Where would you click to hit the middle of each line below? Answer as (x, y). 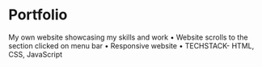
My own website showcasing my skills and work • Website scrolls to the (128, 37)
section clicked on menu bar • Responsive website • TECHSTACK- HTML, (131, 45)
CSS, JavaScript (36, 54)
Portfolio (38, 15)
